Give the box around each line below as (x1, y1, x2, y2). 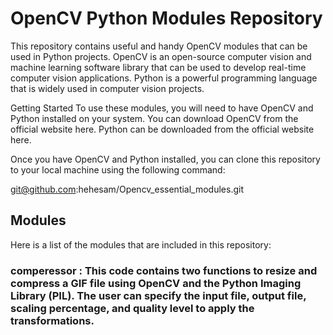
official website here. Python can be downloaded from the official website (10, 123, 315, 135)
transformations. (10, 313, 95, 327)
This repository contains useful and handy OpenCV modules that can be (10, 40, 308, 52)
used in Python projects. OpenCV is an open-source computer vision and (10, 50, 312, 62)
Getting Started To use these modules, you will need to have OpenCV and (10, 102, 314, 114)
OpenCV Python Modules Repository (10, 7, 323, 30)
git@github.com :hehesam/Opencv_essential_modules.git (10, 183, 245, 195)
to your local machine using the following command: (10, 163, 226, 176)
